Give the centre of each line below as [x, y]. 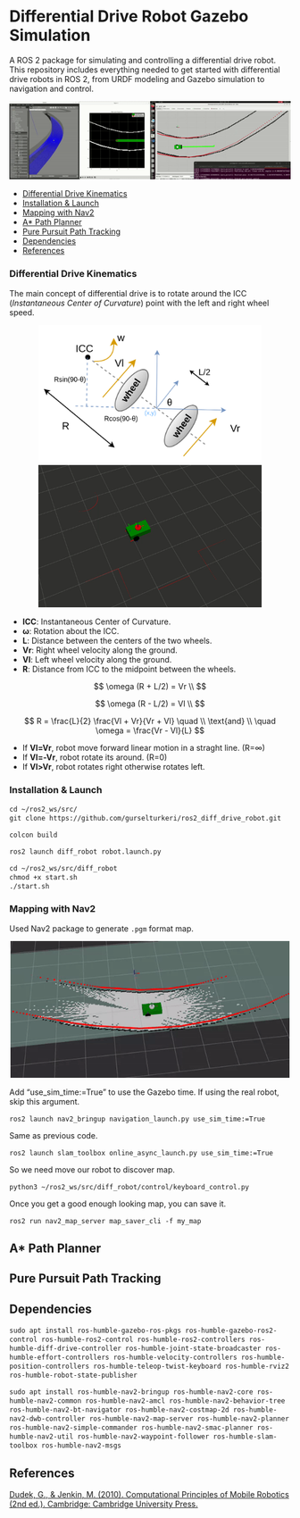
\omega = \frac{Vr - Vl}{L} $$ [150, 730]
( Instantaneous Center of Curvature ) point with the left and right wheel [139, 303]
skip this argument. [45, 1101]
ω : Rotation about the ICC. [71, 630]
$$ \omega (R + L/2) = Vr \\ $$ [150, 686]
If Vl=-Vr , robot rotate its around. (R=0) [95, 757]
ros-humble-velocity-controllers [175, 1358]
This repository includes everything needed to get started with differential [145, 70]
